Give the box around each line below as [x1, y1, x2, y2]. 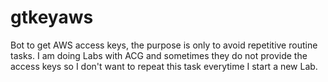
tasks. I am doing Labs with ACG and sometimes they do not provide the [10, 49, 308, 61]
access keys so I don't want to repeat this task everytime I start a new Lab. [10, 60, 318, 72]
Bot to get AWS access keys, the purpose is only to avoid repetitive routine [10, 39, 318, 51]
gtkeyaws [10, 6, 94, 29]
